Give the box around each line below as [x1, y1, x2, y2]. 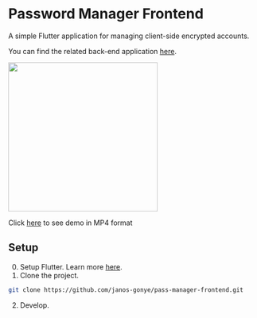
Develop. [19, 300, 49, 310]
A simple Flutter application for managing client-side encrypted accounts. [8, 31, 250, 41]
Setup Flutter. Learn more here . [19, 262, 123, 271]
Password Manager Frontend [8, 5, 204, 23]
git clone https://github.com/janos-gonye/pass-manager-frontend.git [8, 285, 244, 294]
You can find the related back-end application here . [8, 46, 177, 56]
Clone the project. [19, 270, 80, 280]
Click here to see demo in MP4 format [8, 218, 133, 227]
